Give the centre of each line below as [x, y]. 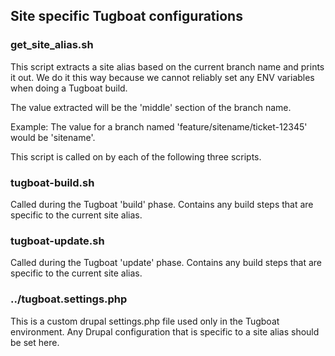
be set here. [35, 342]
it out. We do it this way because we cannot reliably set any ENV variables [162, 77]
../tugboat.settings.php [69, 299]
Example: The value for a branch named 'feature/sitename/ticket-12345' [159, 126]
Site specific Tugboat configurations [126, 16]
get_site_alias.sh [52, 45]
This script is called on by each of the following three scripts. [136, 156]
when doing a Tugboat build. [69, 88]
